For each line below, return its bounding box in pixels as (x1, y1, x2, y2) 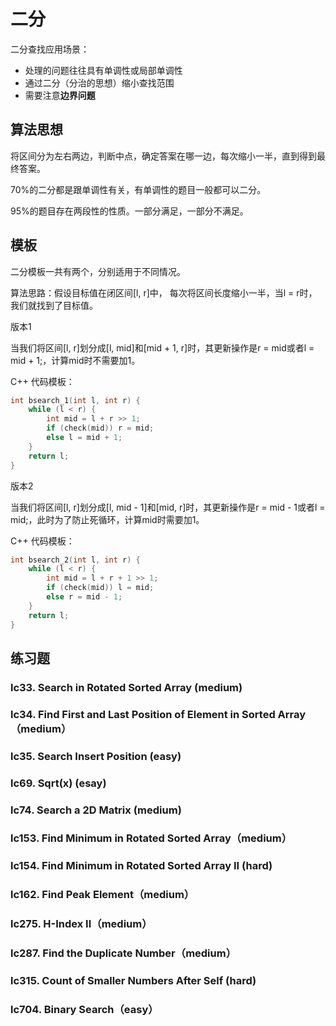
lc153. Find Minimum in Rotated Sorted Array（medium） (10, 831, 293, 845)
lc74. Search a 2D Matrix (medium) (10, 803, 182, 817)
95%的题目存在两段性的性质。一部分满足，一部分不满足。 (10, 205, 249, 217)
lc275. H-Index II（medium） (10, 917, 153, 931)
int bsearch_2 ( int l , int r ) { (10, 555, 141, 565)
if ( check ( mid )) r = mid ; (46, 423, 155, 434)
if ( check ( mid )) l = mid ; (46, 583, 155, 593)
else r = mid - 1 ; (46, 592, 123, 602)
